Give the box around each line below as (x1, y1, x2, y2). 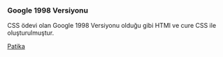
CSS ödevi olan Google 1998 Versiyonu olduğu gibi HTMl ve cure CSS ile (7, 22, 217, 30)
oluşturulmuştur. (7, 28, 55, 37)
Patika (7, 42, 26, 51)
